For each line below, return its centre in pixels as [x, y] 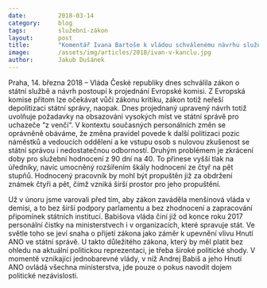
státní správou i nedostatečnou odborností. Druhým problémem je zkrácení [131, 150]
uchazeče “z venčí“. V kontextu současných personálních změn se [117, 125]
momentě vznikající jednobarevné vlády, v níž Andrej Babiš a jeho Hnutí [125, 259]
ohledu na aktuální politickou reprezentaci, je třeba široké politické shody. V [132, 250]
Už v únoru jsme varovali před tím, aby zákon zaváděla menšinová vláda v [129, 199]
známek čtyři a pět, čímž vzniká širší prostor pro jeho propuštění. [114, 184]
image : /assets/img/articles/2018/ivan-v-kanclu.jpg [110, 53]
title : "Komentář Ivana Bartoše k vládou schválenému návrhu [124, 45]
